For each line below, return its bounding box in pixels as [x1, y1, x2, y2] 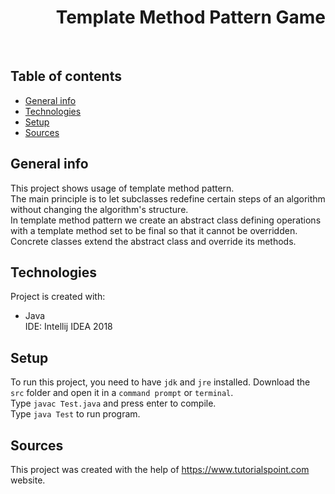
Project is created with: [10, 291, 106, 303]
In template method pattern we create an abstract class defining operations [10, 214, 322, 226]
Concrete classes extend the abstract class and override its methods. [10, 235, 297, 247]
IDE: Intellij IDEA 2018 [24, 321, 113, 333]
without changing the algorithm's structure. [10, 203, 189, 215]
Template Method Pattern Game [55, 6, 326, 29]
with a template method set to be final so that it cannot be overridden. [10, 224, 298, 236]
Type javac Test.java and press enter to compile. [10, 397, 217, 410]
